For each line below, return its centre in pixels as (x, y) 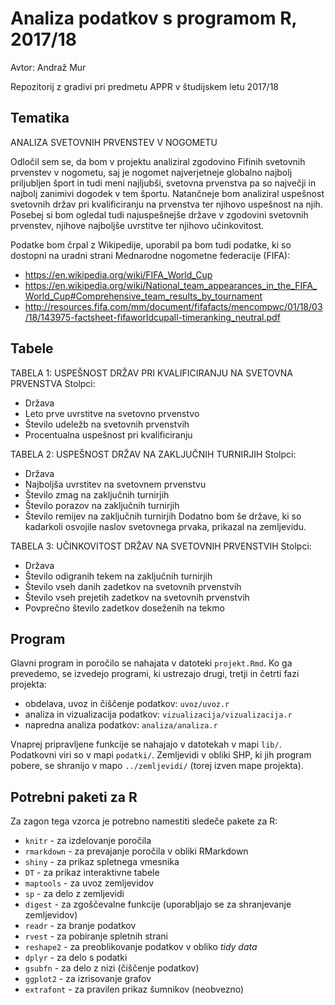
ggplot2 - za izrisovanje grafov (88, 979)
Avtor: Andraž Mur (48, 67)
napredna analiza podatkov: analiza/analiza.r (121, 725)
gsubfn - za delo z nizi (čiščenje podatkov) (112, 968)
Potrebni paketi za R (74, 797)
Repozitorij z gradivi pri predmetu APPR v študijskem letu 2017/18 (144, 86)
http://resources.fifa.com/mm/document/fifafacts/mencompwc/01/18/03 (173, 306)
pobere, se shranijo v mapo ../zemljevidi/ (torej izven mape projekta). (157, 766)
